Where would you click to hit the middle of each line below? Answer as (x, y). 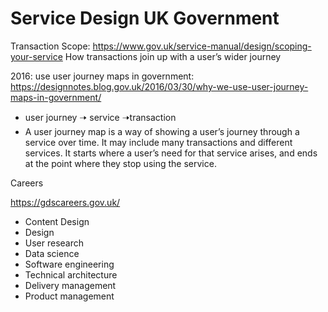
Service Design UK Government (145, 18)
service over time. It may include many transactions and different (158, 142)
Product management (69, 296)
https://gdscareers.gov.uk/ (65, 202)
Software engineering (69, 264)
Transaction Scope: (50, 46)
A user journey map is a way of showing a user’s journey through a (162, 131)
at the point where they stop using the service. (120, 163)
